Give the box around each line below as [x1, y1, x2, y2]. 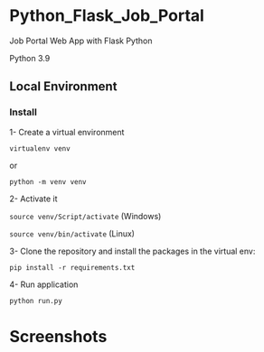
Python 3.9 [9, 52, 51, 63]
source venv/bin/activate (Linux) [9, 227, 136, 239]
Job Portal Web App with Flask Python [9, 35, 153, 46]
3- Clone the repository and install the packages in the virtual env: [9, 245, 256, 256]
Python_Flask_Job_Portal [9, 5, 205, 26]
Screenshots [9, 326, 108, 347]
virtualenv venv [9, 144, 71, 153]
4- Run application [9, 279, 79, 290]
